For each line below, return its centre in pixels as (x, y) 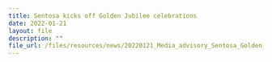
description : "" (36, 38)
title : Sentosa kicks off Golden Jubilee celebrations (103, 16)
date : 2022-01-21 (38, 23)
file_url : (25, 46)
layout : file (30, 31)
